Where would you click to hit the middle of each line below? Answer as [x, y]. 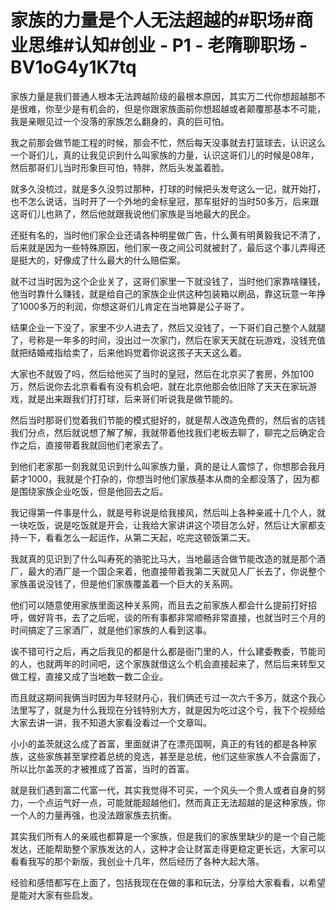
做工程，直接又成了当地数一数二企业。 [89, 676]
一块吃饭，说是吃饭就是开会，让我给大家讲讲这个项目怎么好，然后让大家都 [163, 525]
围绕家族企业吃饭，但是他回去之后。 [93, 491]
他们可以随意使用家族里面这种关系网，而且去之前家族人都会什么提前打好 [159, 605]
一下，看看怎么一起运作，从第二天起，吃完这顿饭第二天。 [137, 537]
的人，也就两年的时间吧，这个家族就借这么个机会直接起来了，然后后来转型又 [168, 663]
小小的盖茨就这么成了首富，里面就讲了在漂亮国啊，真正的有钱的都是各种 [159, 743]
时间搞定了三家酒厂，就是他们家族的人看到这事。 [111, 630]
